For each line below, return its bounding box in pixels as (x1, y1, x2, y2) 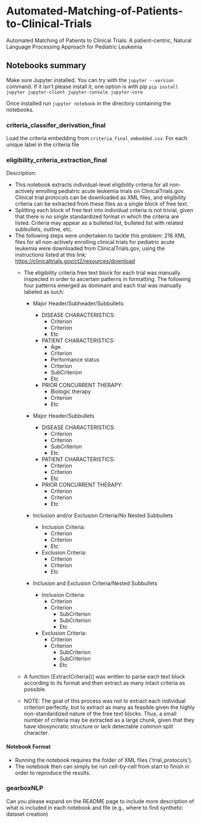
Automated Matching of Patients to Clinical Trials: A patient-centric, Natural (6, 37, 192, 44)
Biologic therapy (50, 388, 91, 395)
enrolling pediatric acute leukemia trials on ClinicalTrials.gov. (35, 188, 185, 195)
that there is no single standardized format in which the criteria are (14, 213, 179, 220)
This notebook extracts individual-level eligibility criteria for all (14, 181, 169, 188)
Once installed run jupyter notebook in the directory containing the (6, 100, 172, 107)
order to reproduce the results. (14, 769, 91, 776)
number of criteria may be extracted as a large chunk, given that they (23, 716, 195, 723)
